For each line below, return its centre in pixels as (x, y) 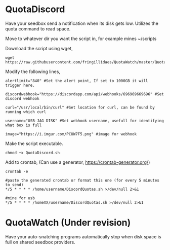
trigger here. (20, 85)
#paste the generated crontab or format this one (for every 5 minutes (82, 180)
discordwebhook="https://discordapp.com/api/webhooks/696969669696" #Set (85, 94)
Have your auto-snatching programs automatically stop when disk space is (83, 236)
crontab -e (17, 171)
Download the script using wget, (39, 48)
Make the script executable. (34, 144)
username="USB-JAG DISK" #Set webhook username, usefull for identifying (85, 121)
